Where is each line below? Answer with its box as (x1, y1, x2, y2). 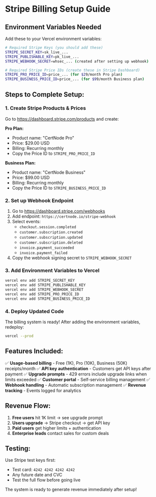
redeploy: (5, 324, 24, 330)
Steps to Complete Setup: (5, 90, 85, 99)
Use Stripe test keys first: (5, 457, 56, 463)
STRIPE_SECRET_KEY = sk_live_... (5, 50, 69, 55)
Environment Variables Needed (5, 23, 102, 31)
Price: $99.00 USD (12, 174, 50, 180)
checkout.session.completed (19, 225, 76, 230)
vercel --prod (5, 333, 34, 339)
